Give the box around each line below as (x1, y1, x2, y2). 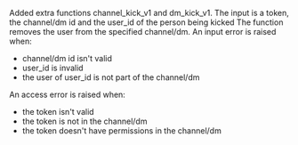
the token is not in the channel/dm (21, 116, 148, 126)
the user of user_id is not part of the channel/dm (21, 72, 200, 83)
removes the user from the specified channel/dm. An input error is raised (9, 27, 277, 36)
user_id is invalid (21, 62, 84, 73)
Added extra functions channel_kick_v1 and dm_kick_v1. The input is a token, (9, 8, 289, 18)
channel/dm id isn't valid (21, 53, 113, 63)
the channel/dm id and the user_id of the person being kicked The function (9, 17, 284, 28)
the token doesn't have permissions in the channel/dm (21, 125, 222, 136)
